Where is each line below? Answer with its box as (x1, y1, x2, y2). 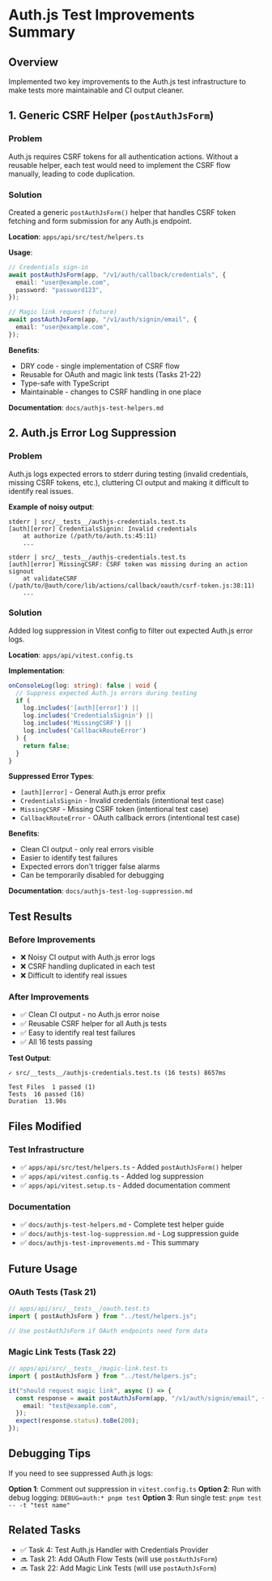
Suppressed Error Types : (8, 771, 95, 781)
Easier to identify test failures (19, 853, 118, 863)
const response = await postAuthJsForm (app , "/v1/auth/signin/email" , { (15, 1394, 266, 1403)
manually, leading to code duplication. (8, 169, 135, 178)
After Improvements (8, 991, 90, 1003)
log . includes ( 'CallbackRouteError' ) (23, 727, 147, 735)
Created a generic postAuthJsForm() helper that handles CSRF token (8, 207, 236, 217)
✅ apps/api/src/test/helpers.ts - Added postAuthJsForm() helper (19, 1162, 243, 1172)
